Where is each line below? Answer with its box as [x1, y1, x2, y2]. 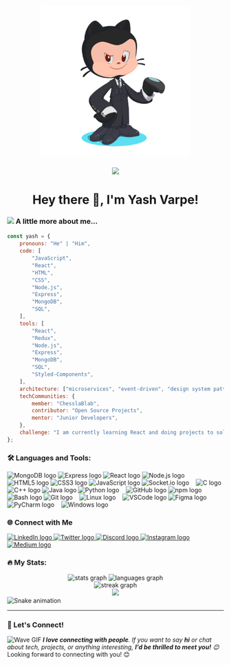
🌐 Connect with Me [7, 518, 74, 527]
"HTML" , [32, 269, 54, 276]
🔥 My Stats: [7, 558, 47, 567]
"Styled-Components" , [32, 371, 94, 378]
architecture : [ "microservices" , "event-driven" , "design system [19, 386, 211, 392]
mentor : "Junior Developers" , [32, 414, 118, 421]
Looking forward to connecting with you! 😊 [7, 650, 131, 658]
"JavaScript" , [32, 255, 72, 262]
